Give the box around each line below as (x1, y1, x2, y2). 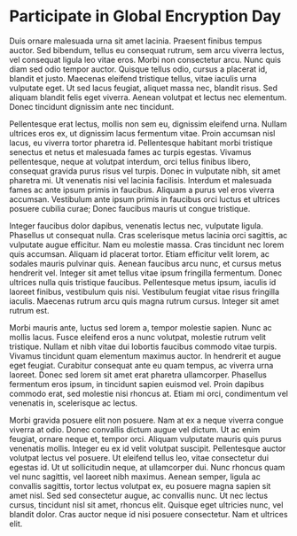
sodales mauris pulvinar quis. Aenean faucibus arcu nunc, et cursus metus (9, 258, 282, 268)
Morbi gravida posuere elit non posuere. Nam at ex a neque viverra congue (9, 415, 284, 425)
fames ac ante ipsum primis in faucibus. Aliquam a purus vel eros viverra (9, 184, 275, 195)
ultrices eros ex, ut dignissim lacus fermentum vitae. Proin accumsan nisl (9, 128, 276, 138)
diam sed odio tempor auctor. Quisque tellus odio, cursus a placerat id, (9, 64, 268, 74)
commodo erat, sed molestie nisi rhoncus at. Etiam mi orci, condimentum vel (9, 388, 288, 399)
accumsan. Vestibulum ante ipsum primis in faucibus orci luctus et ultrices (9, 193, 281, 205)
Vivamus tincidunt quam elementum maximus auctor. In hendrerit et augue (9, 350, 282, 361)
